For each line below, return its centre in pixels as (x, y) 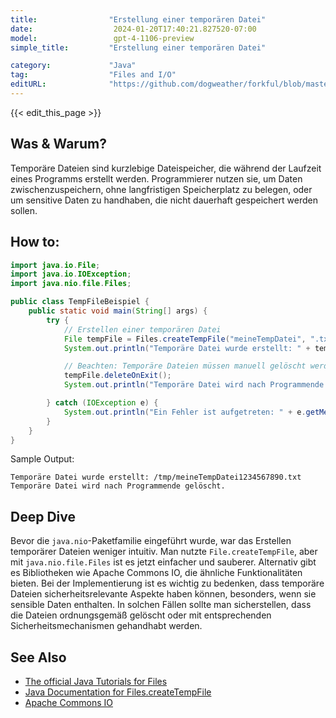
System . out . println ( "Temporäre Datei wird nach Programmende (194, 385)
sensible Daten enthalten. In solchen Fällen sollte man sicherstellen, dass (161, 605)
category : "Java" (73, 66)
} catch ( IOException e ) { (102, 403)
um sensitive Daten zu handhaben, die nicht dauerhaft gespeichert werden (164, 200)
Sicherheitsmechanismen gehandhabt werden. (106, 626)
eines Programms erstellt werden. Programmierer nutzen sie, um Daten (156, 178)
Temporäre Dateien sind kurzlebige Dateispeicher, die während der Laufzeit (166, 168)
